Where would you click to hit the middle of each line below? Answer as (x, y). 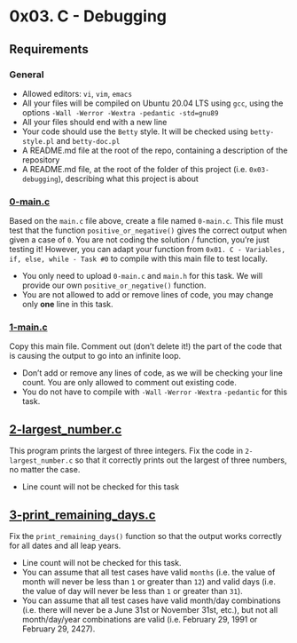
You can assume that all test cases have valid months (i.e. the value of (148, 572)
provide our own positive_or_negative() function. (114, 285)
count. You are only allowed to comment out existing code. (129, 383)
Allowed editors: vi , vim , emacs (77, 93)
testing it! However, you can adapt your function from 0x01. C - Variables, (148, 250)
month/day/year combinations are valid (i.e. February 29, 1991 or (140, 620)
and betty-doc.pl (88, 140)
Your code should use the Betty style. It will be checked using (135, 131)
